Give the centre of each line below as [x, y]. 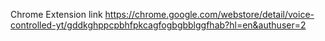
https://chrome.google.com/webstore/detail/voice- [209, 14]
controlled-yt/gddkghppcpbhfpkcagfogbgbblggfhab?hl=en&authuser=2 [158, 25]
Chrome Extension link [56, 14]
